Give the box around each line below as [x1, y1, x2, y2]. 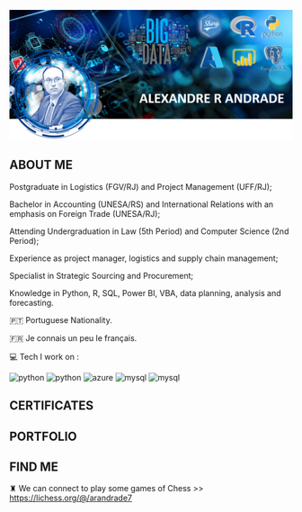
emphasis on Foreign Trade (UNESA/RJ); [9, 208, 161, 219]
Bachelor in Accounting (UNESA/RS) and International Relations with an [9, 199, 274, 210]
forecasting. [9, 297, 54, 308]
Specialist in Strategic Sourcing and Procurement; [9, 270, 194, 281]
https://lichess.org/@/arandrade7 [9, 492, 133, 504]
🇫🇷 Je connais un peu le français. [9, 332, 138, 343]
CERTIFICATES [9, 398, 94, 414]
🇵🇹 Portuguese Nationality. [9, 314, 112, 325]
